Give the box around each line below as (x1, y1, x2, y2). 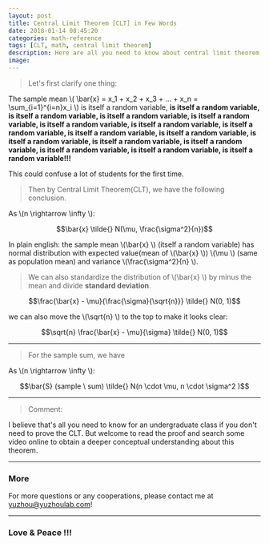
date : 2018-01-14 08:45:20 (8, 26, 98, 34)
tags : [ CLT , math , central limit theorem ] (8, 42, 152, 50)
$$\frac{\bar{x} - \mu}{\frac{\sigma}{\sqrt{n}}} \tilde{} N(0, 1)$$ (27, 296, 242, 305)
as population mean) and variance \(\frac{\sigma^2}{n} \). (8, 256, 199, 266)
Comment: (27, 404, 62, 413)
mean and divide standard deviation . (27, 280, 151, 290)
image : (8, 57, 30, 65)
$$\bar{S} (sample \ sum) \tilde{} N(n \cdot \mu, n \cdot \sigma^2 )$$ (19, 381, 250, 391)
